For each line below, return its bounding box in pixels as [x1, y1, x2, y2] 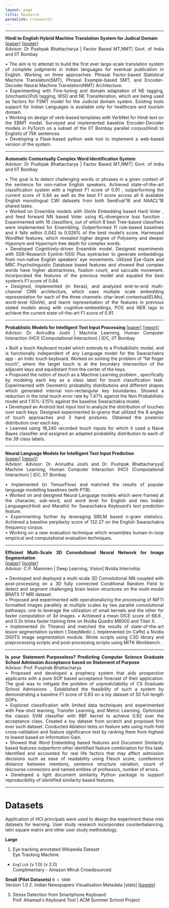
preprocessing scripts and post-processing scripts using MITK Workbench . [5, 640, 162, 646]
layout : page [5, 7, 33, 13]
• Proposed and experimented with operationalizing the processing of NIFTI [5, 597, 164, 603]
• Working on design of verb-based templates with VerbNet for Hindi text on [5, 114, 164, 121]
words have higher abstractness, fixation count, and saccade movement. [5, 267, 164, 273]
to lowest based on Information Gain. [5, 734, 82, 740]
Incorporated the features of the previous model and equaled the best [5, 272, 164, 278]
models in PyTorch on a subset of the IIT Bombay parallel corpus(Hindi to [5, 125, 164, 131]
